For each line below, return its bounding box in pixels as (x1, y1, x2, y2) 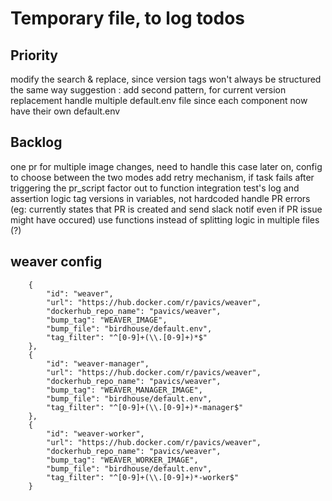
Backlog (10, 134, 63, 151)
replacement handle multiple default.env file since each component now (10, 95, 308, 106)
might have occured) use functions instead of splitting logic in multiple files (10, 213, 320, 226)
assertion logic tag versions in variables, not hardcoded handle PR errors (10, 192, 311, 204)
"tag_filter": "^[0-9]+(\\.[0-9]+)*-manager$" (46, 402, 244, 412)
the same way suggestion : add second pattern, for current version (10, 84, 287, 96)
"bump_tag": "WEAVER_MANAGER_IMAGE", (46, 385, 203, 395)
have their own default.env (10, 105, 121, 117)
